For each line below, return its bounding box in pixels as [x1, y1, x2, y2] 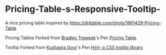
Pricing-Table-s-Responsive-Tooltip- [5, 3, 161, 15]
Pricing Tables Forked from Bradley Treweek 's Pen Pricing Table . [5, 35, 138, 41]
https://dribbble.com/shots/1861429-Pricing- [69, 20, 162, 26]
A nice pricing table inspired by [5, 20, 69, 26]
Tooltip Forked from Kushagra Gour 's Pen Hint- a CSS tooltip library [5, 44, 143, 50]
